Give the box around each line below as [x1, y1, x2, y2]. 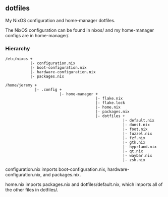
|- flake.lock [95, 101, 125, 106]
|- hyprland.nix [123, 144, 157, 150]
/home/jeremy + [5, 83, 37, 88]
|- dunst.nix [123, 123, 150, 128]
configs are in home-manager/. [5, 32, 70, 38]
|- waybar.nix [123, 153, 152, 158]
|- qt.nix [123, 149, 143, 154]
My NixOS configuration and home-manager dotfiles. [5, 17, 116, 23]
